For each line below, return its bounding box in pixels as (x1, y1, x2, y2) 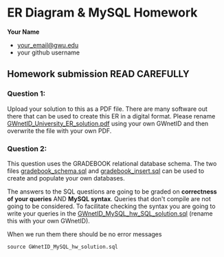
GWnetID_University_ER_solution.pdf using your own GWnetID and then (7, 119, 209, 127)
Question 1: (7, 89, 46, 99)
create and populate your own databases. (7, 174, 125, 182)
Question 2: (7, 143, 47, 153)
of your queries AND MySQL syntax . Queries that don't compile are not (7, 194, 212, 203)
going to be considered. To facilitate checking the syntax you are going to (7, 202, 216, 210)
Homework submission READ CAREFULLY (7, 68, 190, 80)
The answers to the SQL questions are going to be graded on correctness (7, 187, 218, 196)
